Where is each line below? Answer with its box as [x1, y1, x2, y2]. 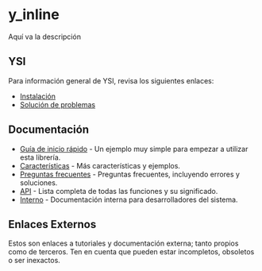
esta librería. [19, 153, 61, 162]
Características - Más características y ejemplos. [19, 161, 181, 170]
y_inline [8, 6, 60, 24]
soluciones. [19, 177, 58, 188]
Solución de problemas [19, 99, 96, 109]
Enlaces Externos [8, 217, 97, 231]
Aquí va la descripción [8, 32, 82, 41]
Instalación [19, 91, 56, 101]
